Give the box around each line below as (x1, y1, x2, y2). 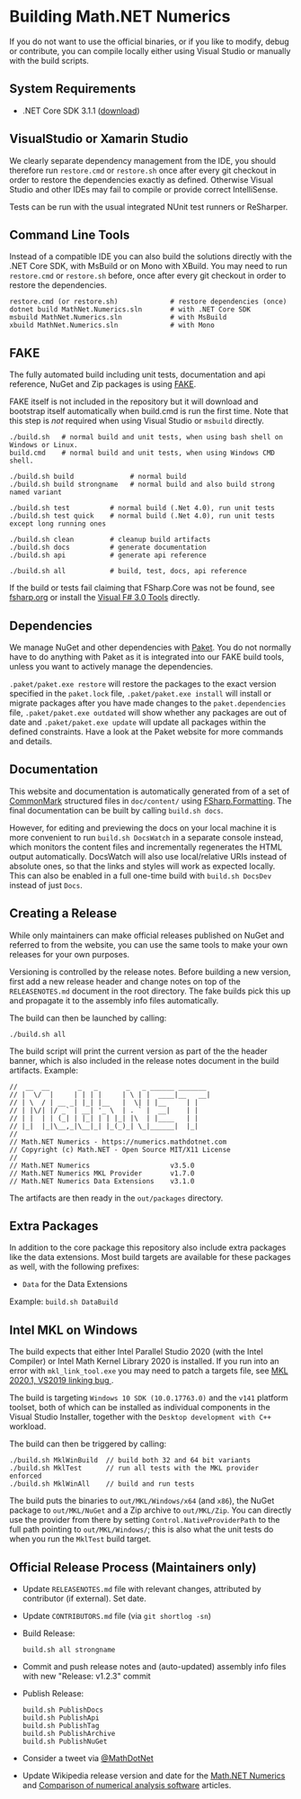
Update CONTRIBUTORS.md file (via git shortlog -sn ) (22, 1611, 211, 1622)
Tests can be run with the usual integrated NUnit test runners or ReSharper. (9, 201, 288, 212)
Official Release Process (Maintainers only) (9, 1560, 257, 1575)
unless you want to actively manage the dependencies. (9, 661, 214, 671)
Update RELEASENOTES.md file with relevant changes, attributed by (22, 1584, 262, 1595)
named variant (9, 488, 63, 497)
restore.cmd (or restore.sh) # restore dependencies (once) (9, 297, 288, 307)
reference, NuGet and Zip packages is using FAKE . (9, 379, 197, 390)
